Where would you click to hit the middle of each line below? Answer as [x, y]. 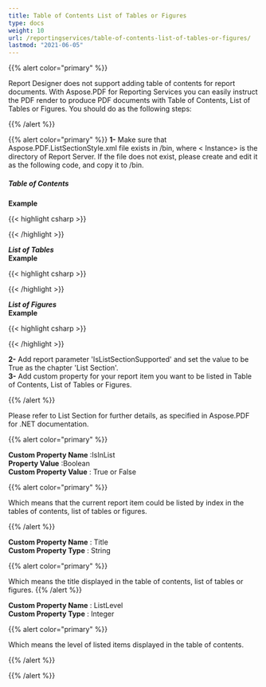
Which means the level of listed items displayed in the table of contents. [126, 645]
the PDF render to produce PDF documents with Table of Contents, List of [129, 100]
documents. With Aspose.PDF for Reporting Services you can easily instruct [133, 92]
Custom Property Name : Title [59, 542]
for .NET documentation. [49, 424]
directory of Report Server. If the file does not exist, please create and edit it [133, 157]
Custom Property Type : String [60, 551]
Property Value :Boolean [49, 464]
